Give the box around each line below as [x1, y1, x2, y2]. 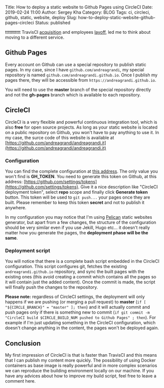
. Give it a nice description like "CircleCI [78, 183, 158, 190]
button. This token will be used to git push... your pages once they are [5, 194, 150, 200]
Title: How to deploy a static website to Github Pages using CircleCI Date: [5, 4, 153, 10]
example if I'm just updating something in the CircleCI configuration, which [5, 320, 156, 326]
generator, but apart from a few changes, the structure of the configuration [5, 219, 157, 225]
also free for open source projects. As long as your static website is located [5, 124, 158, 130]
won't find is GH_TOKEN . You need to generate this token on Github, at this [5, 173, 157, 179]
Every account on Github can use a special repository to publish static [5, 61, 146, 68]
